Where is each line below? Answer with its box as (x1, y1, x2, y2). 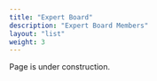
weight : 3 (9, 37, 46, 47)
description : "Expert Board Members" (9, 21, 149, 30)
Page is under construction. (9, 62, 111, 72)
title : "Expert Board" (9, 12, 93, 22)
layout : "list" (9, 29, 66, 38)
